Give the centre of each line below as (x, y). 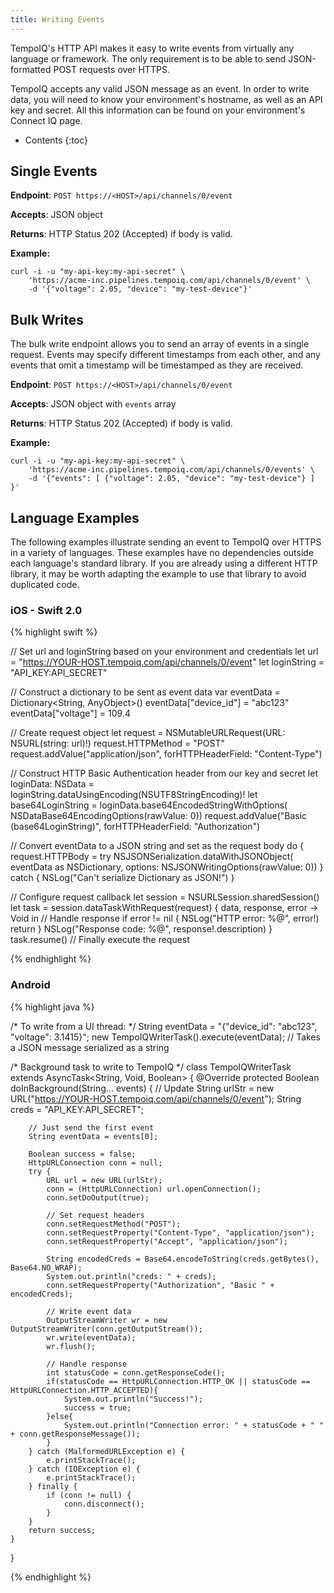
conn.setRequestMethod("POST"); (114, 1224)
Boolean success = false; (82, 1154)
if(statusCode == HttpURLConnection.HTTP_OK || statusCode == (178, 1381)
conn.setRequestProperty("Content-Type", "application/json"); (180, 1232)
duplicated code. (45, 585)
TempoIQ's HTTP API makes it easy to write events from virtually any (152, 48)
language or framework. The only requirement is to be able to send (148, 58)
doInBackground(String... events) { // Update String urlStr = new (142, 1088)
